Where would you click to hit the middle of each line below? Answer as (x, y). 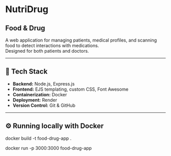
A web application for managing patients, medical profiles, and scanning (81, 40)
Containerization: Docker (40, 94)
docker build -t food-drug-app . (38, 138)
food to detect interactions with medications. (52, 46)
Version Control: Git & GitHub (44, 105)
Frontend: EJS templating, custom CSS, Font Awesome (70, 89)
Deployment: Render (35, 100)
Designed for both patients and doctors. (47, 51)
